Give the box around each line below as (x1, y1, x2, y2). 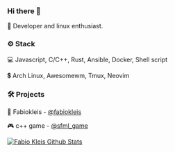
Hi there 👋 (7, 6, 42, 16)
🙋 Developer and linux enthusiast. (7, 22, 103, 30)
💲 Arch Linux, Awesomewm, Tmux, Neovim (7, 71, 130, 79)
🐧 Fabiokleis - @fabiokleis (7, 107, 82, 116)
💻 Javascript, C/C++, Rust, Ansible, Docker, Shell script (7, 55, 168, 64)
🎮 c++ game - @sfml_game (7, 121, 88, 130)
